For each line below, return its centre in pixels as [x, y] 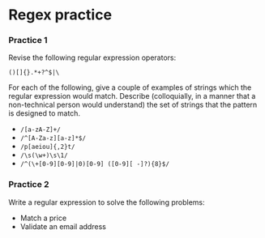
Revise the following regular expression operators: [92, 57]
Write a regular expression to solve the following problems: [107, 202]
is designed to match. [45, 113]
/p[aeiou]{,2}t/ [47, 147]
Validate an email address [63, 226]
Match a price [43, 218]
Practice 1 [28, 40]
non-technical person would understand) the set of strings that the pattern [133, 105]
